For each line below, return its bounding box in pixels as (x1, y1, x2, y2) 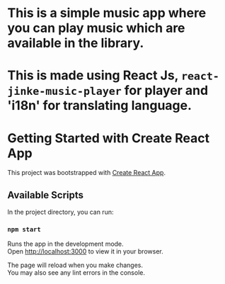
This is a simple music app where (7, 5, 207, 21)
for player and (124, 83, 209, 98)
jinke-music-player (7, 85, 122, 98)
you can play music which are (7, 20, 185, 36)
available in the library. (7, 35, 144, 51)
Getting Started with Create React (7, 130, 210, 146)
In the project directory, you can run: (7, 208, 114, 217)
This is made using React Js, (7, 67, 179, 84)
